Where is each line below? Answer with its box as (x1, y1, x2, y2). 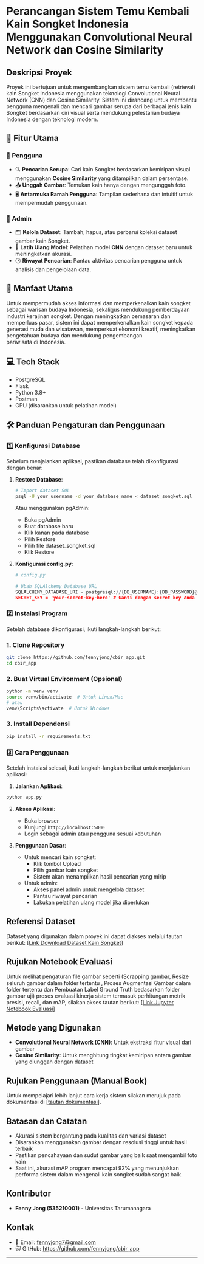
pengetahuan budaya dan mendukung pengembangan (6, 331, 143, 339)
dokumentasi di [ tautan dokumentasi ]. (6, 1099, 101, 1106)
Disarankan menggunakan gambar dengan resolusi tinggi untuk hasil (15, 1138, 187, 1145)
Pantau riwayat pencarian (33, 892, 98, 899)
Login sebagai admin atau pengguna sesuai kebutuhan (24, 830, 161, 837)
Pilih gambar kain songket (33, 866, 98, 874)
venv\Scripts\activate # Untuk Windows (6, 705, 110, 711)
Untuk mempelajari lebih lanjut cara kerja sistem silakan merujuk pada (6, 1092, 181, 1099)
